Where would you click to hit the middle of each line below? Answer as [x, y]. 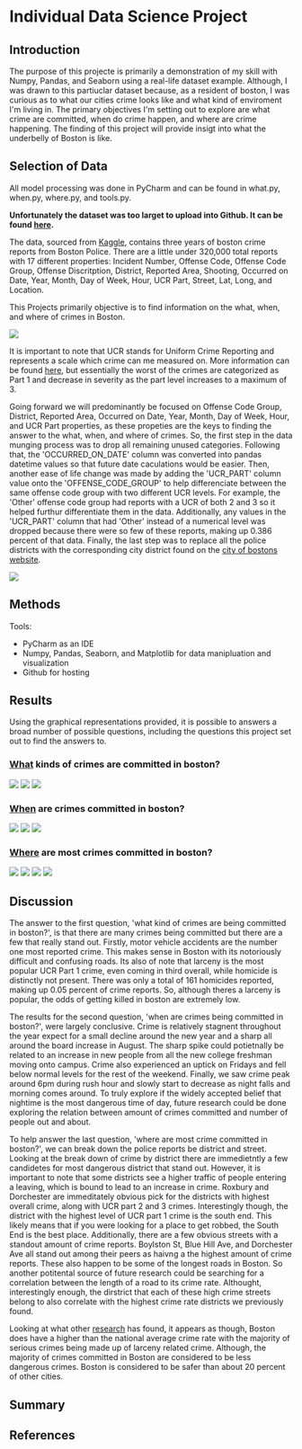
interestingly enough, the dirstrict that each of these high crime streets [140, 1293]
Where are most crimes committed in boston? [111, 852]
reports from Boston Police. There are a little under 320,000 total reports [144, 251]
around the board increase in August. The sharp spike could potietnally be [147, 1045]
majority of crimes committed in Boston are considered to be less [130, 1357]
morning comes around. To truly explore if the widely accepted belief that [145, 1093]
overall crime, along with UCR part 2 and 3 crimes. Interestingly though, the [149, 1206]
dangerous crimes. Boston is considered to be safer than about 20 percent [147, 1367]
